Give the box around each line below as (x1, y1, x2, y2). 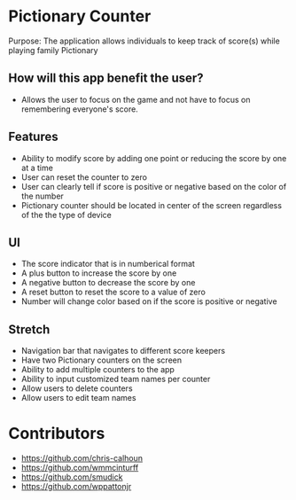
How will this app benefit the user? (8, 71, 205, 86)
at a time (20, 162, 54, 173)
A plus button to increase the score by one (20, 268, 177, 278)
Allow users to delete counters (20, 383, 134, 394)
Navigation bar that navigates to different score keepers (20, 346, 226, 356)
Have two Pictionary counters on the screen (20, 355, 183, 365)
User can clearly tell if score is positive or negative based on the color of (20, 181, 287, 191)
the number (20, 191, 64, 201)
